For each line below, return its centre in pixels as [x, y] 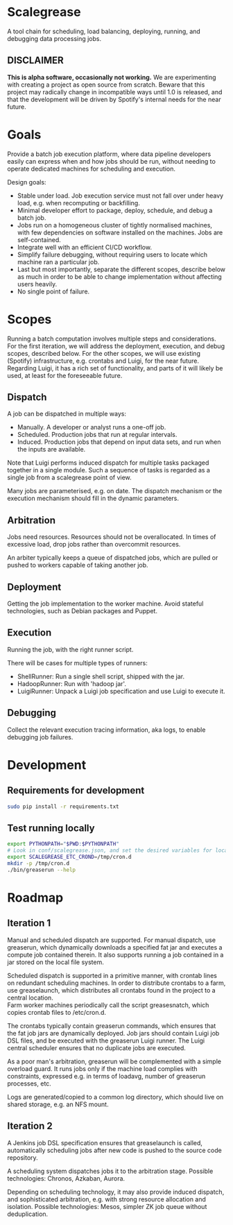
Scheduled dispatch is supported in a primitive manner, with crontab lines [112, 975]
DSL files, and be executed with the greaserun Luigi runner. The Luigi [106, 1040]
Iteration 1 [29, 923]
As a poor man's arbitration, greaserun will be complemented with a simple [114, 1061]
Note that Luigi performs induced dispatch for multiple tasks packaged [108, 463]
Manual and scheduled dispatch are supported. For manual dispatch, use [112, 940]
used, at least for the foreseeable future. [65, 375]
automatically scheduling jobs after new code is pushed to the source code [114, 1150]
